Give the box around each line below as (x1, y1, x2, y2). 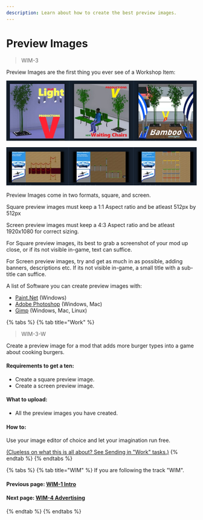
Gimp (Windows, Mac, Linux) (14, 306, 88, 314)
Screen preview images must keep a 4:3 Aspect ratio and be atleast (6, 221, 175, 228)
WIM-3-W (21, 330, 47, 337)
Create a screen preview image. (14, 382, 95, 389)
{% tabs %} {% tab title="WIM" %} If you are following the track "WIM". (6, 467, 184, 474)
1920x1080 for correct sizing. (6, 228, 80, 235)
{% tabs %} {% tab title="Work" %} (6, 318, 95, 326)
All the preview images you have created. (14, 409, 118, 417)
